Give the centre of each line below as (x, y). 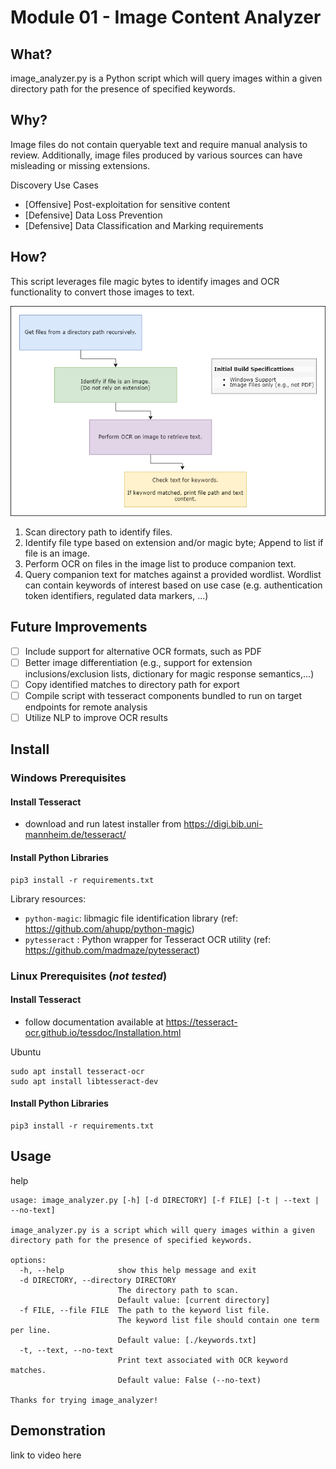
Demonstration (58, 1431)
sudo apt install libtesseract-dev (84, 1081)
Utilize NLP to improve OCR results (96, 717)
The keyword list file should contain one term (218, 1320)
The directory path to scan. (178, 1290)
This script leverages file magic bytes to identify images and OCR (145, 281)
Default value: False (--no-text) (189, 1380)
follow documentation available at (94, 1022)
